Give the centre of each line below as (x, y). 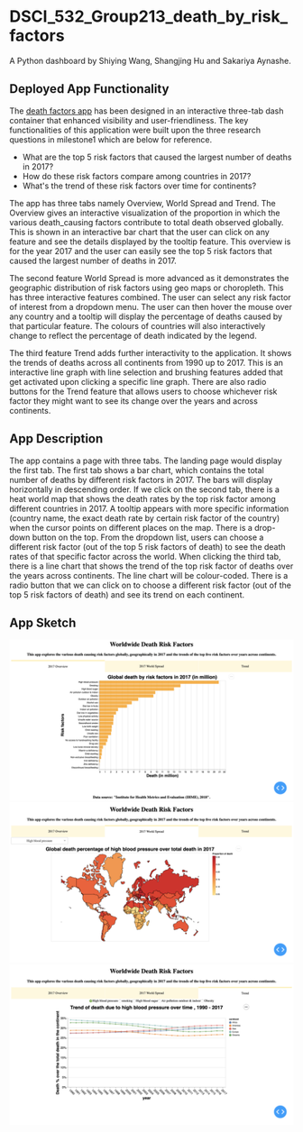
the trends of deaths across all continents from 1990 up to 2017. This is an (147, 362)
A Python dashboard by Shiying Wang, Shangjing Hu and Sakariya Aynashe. (150, 60)
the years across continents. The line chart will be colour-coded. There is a (149, 575)
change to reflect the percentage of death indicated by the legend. (133, 335)
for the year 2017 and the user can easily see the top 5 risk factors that (141, 251)
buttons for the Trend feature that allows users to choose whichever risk (143, 391)
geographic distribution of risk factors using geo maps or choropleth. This (147, 288)
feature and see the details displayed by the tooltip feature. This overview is (150, 242)
